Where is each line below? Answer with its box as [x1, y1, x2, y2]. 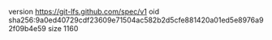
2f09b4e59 [8, 24, 46, 33]
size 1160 [47, 24, 79, 33]
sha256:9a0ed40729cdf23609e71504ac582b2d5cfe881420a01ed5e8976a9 [8, 15, 264, 25]
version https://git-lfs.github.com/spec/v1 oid [8, 7, 160, 16]
